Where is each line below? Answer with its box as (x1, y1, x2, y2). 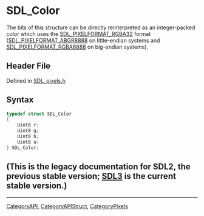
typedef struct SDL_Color (6, 111, 72, 117)
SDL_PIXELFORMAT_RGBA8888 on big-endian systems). (6, 43, 149, 51)
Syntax (6, 95, 34, 105)
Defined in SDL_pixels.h (6, 77, 66, 84)
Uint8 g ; (17, 128, 39, 134)
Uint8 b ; (17, 133, 39, 140)
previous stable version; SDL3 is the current (6, 171, 176, 181)
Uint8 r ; (17, 122, 39, 128)
